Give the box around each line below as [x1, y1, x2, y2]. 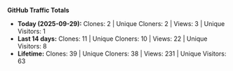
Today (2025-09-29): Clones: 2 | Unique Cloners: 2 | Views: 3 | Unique [17, 20, 225, 27]
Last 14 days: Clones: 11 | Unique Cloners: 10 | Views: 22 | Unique [17, 34, 208, 43]
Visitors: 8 [17, 42, 47, 50]
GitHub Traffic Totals [7, 6, 69, 14]
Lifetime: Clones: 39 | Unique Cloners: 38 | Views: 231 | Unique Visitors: [17, 49, 227, 58]
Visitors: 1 [17, 27, 46, 35]
